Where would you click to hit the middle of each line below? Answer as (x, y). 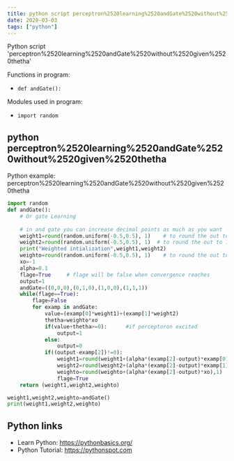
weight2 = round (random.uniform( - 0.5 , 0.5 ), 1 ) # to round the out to (121, 242)
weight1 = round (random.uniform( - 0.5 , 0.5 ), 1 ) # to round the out (119, 236)
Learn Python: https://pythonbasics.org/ (75, 443)
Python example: (31, 176)
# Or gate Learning (48, 216)
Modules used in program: (45, 102)
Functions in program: (39, 75)
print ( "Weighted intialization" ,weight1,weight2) (93, 249)
